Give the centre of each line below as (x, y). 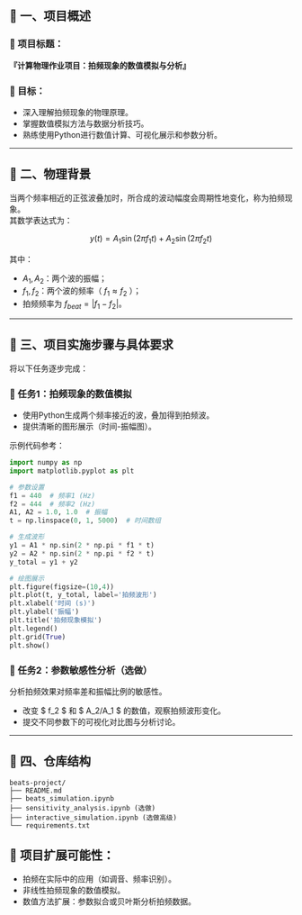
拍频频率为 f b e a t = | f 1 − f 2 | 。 (75, 304)
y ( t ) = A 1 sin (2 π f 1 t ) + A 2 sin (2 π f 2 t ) (151, 239)
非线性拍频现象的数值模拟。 (74, 890)
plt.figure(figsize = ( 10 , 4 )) (62, 587)
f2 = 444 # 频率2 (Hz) (53, 504)
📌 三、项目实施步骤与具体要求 (91, 345)
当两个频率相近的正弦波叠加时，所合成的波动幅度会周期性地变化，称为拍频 (147, 197)
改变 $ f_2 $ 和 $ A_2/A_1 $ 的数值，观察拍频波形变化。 (124, 711)
